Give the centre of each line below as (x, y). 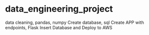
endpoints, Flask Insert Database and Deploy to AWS (59, 27)
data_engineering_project (59, 9)
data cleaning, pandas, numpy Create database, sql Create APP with (74, 22)
